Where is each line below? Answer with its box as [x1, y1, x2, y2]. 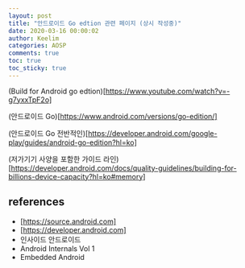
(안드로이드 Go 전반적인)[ [8, 128, 89, 138]
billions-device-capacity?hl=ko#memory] [8, 171, 146, 181]
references [8, 195, 65, 209]
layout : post [8, 11, 52, 20]
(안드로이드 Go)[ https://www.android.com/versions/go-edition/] [8, 111, 218, 121]
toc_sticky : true [8, 64, 67, 72]
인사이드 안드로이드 [19, 234, 81, 244]
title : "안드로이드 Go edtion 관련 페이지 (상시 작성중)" [8, 19, 182, 27]
